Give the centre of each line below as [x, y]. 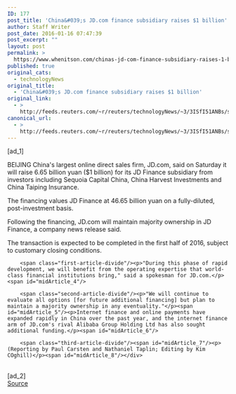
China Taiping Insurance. [43, 188]
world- [215, 270]
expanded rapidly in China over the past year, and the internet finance [118, 319]
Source [18, 383]
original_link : [29, 99]
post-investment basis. [40, 209]
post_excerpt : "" [33, 40]
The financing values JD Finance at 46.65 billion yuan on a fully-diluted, [111, 201]
